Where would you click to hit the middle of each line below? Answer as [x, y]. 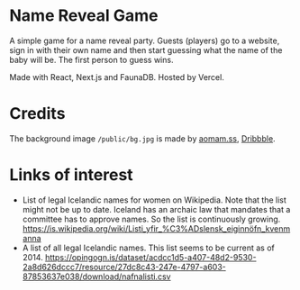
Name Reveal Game [84, 16]
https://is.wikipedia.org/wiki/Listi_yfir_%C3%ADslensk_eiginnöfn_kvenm [156, 228]
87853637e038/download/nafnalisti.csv [96, 276]
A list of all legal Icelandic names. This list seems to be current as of [148, 248]
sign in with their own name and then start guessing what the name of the [146, 50]
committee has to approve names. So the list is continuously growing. [151, 219]
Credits [37, 114]
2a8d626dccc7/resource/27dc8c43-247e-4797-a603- [124, 267]
